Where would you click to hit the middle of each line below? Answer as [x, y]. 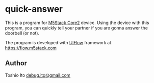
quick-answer [34, 9]
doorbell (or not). [22, 33]
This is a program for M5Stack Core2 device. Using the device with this [77, 23]
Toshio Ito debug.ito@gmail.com [38, 75]
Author [16, 63]
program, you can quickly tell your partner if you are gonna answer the [77, 28]
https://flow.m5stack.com [31, 48]
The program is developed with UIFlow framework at [58, 42]
